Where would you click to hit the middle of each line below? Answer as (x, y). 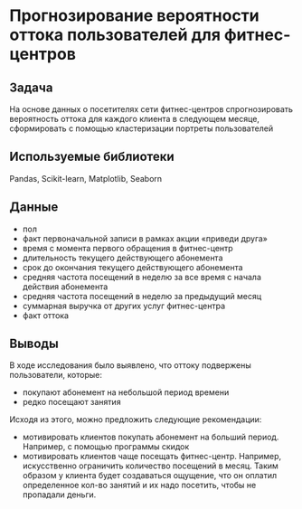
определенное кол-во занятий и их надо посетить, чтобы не (139, 485)
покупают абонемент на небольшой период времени (126, 392)
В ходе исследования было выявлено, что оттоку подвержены (130, 365)
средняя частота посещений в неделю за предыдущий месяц (142, 296)
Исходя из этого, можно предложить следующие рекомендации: (136, 419)
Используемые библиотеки (92, 157)
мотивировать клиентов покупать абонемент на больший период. (151, 437)
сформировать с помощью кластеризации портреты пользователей (142, 128)
